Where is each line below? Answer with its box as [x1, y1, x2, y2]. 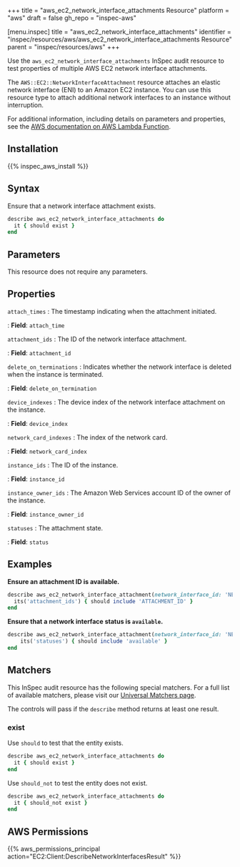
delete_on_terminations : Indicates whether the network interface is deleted [7, 362, 232, 371]
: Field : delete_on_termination [7, 384, 97, 392]
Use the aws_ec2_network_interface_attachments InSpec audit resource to [7, 56, 225, 65]
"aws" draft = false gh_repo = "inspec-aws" [7, 14, 137, 22]
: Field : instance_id [7, 475, 65, 483]
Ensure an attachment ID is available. [7, 577, 120, 585]
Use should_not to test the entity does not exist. [7, 778, 148, 787]
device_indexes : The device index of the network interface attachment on [7, 397, 226, 406]
